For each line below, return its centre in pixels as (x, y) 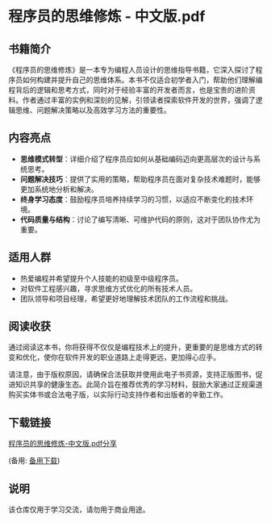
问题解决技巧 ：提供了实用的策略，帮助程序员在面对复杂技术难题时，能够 (140, 179)
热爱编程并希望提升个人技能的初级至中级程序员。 (101, 278)
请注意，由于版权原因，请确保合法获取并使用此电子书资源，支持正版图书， (132, 374)
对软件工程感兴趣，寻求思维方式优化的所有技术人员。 (108, 288)
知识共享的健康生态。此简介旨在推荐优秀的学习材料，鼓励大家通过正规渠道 (139, 385)
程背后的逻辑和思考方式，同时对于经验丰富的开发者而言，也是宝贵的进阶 (128, 90)
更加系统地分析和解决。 (59, 189)
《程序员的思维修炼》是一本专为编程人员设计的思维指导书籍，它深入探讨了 (132, 70)
